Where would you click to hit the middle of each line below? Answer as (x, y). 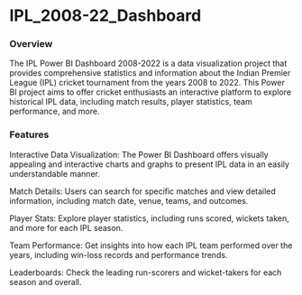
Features (29, 134)
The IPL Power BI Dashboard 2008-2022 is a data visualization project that (148, 63)
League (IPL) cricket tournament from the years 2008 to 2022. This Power (147, 83)
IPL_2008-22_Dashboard (105, 16)
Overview (31, 44)
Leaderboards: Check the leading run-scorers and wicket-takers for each (146, 272)
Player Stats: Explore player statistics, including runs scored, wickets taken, (150, 218)
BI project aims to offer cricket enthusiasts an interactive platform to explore (150, 92)
